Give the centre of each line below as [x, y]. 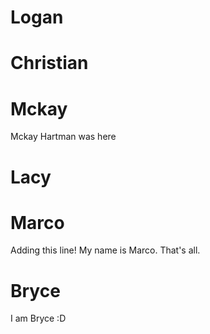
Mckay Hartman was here [63, 137]
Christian [49, 63]
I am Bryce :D [38, 318]
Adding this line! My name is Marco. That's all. [105, 250]
